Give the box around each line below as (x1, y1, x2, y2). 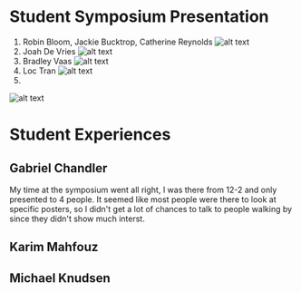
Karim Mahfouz (9, 239, 99, 255)
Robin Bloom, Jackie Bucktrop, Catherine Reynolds (22, 36, 213, 47)
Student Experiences (9, 124, 171, 145)
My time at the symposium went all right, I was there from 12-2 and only (9, 184, 277, 195)
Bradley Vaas (22, 55, 73, 66)
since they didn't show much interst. (9, 213, 145, 224)
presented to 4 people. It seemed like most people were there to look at (9, 193, 277, 205)
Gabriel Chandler (9, 161, 108, 176)
